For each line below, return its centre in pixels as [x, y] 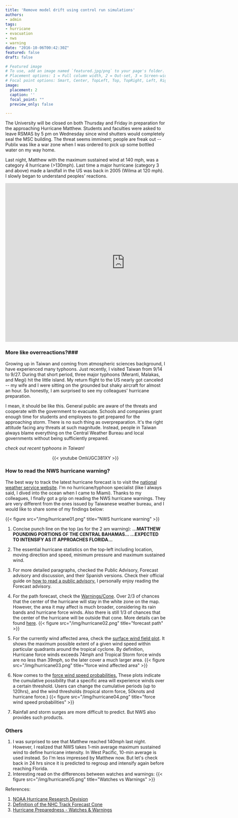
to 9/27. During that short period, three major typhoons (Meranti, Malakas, [83, 374]
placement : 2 [24, 90]
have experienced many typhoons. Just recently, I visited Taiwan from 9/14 [84, 369]
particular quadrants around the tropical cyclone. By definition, [78, 649]
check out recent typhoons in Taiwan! [45, 448]
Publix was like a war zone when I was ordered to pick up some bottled [80, 145]
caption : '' [23, 95]
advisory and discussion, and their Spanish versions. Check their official [88, 575]
